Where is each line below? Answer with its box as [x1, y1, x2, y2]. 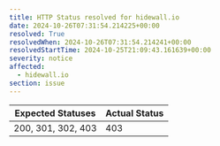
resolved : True [9, 29, 65, 38]
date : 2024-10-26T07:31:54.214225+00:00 [9, 21, 161, 30]
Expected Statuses [14, 107, 96, 119]
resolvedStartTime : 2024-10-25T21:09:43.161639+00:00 [9, 46, 212, 55]
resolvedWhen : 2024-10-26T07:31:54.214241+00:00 [9, 37, 192, 47]
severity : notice [9, 54, 73, 63]
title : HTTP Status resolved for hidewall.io [9, 12, 179, 22]
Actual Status [105, 107, 164, 119]
